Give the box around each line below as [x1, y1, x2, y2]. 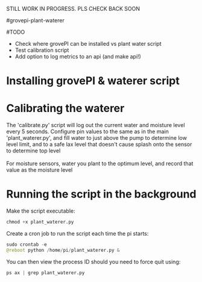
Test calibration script [14, 46, 69, 54]
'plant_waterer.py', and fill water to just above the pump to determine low [6, 134, 187, 142]
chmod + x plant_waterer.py [6, 219, 74, 225]
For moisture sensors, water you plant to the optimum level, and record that [6, 160, 194, 168]
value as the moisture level [6, 166, 73, 174]
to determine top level [6, 147, 61, 154]
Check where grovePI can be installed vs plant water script [14, 40, 162, 47]
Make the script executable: [6, 207, 75, 215]
